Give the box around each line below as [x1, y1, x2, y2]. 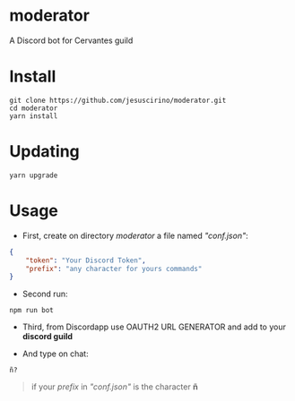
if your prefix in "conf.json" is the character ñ [30, 381, 199, 392]
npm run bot [9, 306, 54, 315]
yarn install [9, 111, 58, 121]
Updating [9, 141, 81, 162]
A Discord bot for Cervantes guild [9, 35, 134, 46]
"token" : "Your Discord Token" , [25, 256, 146, 265]
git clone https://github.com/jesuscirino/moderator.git [9, 96, 227, 105]
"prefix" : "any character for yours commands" [25, 264, 203, 273]
